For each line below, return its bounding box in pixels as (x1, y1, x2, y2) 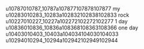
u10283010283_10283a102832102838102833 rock (5, 11, 130, 19)
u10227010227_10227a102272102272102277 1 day (5, 18, 128, 24)
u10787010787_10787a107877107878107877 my (5, 5, 121, 12)
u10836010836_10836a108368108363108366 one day (5, 24, 139, 31)
